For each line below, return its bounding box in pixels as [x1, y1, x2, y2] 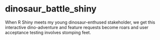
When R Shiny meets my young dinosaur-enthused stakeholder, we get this [5, 19, 155, 25]
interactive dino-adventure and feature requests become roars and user [5, 24, 149, 30]
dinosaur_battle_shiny [5, 3, 97, 14]
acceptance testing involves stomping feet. [5, 29, 91, 35]
